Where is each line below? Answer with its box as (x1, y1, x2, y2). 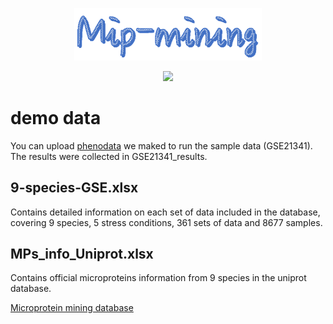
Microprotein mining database (10, 302, 134, 314)
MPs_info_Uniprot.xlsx (10, 245, 154, 262)
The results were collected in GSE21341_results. (10, 150, 208, 162)
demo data (10, 107, 102, 129)
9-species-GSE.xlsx (10, 179, 139, 197)
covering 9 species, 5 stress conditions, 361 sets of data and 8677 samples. (10, 216, 323, 228)
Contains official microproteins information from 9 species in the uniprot (10, 272, 307, 284)
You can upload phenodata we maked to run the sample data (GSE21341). (10, 139, 313, 152)
